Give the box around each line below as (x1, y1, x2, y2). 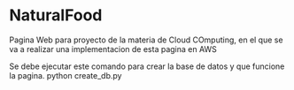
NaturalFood (9, 5, 103, 26)
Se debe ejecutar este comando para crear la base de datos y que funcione (9, 61, 285, 71)
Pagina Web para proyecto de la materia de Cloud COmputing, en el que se (9, 34, 283, 45)
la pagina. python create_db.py (9, 70, 122, 80)
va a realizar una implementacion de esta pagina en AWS (9, 43, 217, 54)
